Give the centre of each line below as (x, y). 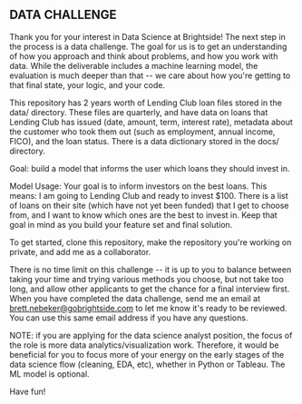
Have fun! (28, 391)
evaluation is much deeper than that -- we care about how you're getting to (150, 75)
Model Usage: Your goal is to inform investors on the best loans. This (138, 186)
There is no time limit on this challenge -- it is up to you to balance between (151, 269)
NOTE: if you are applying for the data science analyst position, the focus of (151, 335)
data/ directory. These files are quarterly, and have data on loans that (139, 112)
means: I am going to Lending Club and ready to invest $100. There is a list (149, 195)
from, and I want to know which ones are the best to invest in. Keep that (144, 215)
